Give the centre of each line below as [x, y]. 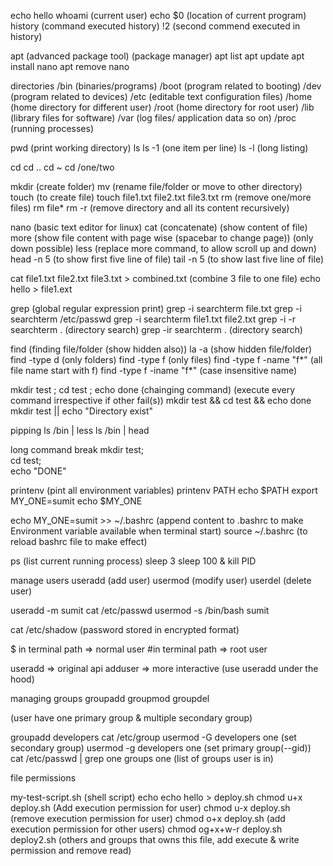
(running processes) [52, 128]
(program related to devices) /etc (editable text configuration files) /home [161, 96]
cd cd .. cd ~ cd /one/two [62, 167]
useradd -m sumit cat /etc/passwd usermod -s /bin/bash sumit [140, 610]
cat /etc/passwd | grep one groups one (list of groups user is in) [142, 758]
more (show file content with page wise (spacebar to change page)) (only [162, 238]
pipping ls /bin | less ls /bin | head [80, 430]
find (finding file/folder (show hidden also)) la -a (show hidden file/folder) [161, 349]
